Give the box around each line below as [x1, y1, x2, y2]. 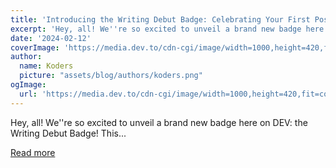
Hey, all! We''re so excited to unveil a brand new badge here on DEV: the [10, 116, 308, 128]
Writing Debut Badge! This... [10, 127, 127, 139]
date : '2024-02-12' [10, 33, 92, 43]
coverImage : [10, 42, 60, 53]
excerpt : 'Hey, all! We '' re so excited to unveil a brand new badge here [10, 24, 325, 34]
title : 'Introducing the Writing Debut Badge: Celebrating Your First [10, 14, 311, 25]
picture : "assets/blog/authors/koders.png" [19, 71, 203, 81]
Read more [10, 146, 56, 158]
